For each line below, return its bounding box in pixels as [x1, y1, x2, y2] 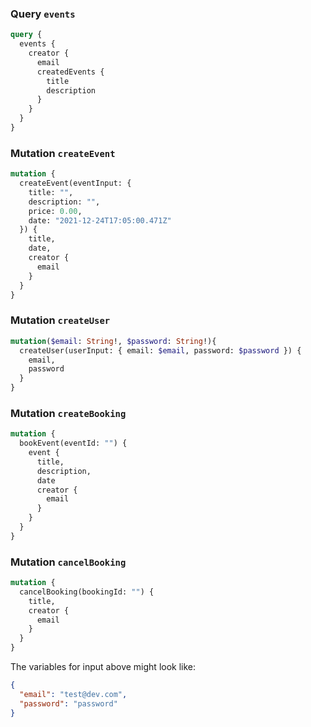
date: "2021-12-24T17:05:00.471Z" [28, 215, 172, 226]
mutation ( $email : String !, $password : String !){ [10, 336, 217, 346]
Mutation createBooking [10, 406, 127, 420]
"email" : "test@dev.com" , [19, 689, 128, 699]
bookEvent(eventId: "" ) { [19, 438, 128, 449]
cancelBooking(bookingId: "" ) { [19, 587, 155, 597]
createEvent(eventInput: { [19, 178, 132, 189]
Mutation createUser [10, 313, 111, 327]
